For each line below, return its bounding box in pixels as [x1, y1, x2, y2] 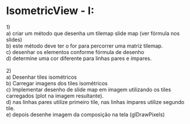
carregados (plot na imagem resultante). [6, 92, 104, 99]
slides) [6, 36, 22, 43]
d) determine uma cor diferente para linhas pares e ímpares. [6, 55, 152, 62]
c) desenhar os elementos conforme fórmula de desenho [6, 48, 145, 55]
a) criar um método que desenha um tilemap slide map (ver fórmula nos [6, 29, 180, 36]
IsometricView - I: [6, 4, 95, 18]
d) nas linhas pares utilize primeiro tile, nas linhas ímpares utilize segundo [6, 98, 185, 105]
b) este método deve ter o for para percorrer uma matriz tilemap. [6, 42, 163, 49]
